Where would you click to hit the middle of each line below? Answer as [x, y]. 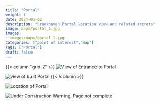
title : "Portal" [22, 10]
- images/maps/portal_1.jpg [35, 38]
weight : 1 [16, 15]
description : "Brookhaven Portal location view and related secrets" [81, 24]
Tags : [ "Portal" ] [24, 47]
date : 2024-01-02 [24, 19]
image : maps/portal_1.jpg [33, 29]
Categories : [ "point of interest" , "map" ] [50, 43]
